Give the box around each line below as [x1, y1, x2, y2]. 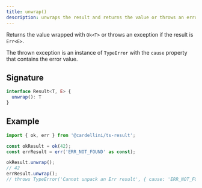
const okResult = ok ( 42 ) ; [6, 143, 71, 149]
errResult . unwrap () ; [6, 171, 58, 177]
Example [6, 117, 40, 127]
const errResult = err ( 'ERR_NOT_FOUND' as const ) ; [6, 148, 136, 155]
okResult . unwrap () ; [6, 160, 55, 166]
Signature [6, 73, 44, 83]
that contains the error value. [6, 55, 78, 62]
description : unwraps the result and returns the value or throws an [6, 14, 185, 20]
